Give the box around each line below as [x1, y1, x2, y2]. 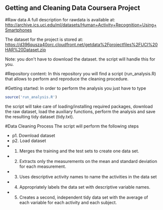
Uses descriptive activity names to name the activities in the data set [19, 174, 157, 179]
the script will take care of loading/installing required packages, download [5, 103, 153, 109]
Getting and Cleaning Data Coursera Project [5, 4, 140, 12]
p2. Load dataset [12, 138, 46, 144]
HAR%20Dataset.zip [5, 47, 46, 52]
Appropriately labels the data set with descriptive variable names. [19, 184, 150, 190]
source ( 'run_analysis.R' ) [5, 95, 57, 99]
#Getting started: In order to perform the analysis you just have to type [5, 85, 147, 91]
